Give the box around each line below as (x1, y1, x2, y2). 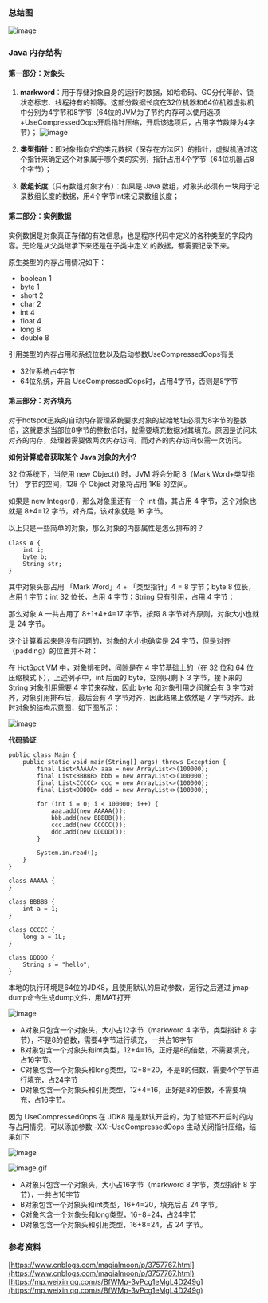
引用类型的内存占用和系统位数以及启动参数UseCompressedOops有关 (8, 349, 235, 358)
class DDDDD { (8, 953, 56, 961)
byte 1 (19, 282, 40, 291)
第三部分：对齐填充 (8, 396, 72, 406)
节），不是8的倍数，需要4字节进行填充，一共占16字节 (19, 1035, 194, 1044)
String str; (22, 560, 62, 568)
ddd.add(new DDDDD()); (50, 828, 127, 836)
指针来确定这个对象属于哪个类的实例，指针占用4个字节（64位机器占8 (26, 154, 255, 164)
